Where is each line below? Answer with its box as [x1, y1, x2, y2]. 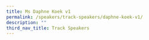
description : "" [6, 19, 47, 25]
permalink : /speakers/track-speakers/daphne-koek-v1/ [6, 14, 144, 20]
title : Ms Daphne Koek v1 [6, 8, 71, 15]
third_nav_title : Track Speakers [6, 25, 90, 31]
